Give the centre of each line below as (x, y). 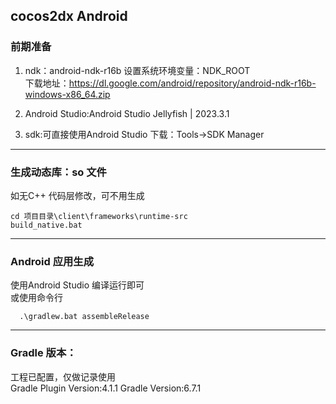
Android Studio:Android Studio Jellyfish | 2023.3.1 (127, 113)
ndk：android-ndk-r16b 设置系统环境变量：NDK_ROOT (137, 70)
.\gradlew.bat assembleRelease (84, 317)
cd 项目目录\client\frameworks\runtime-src (99, 216)
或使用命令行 (36, 298)
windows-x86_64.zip (67, 94)
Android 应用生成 (52, 261)
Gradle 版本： (43, 353)
